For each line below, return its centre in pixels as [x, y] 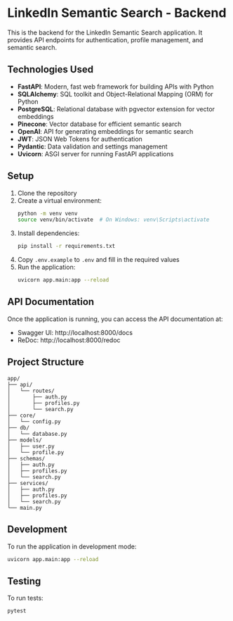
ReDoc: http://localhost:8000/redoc [69, 340]
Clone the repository [47, 193]
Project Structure [46, 362]
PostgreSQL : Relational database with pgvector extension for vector [116, 109]
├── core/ [22, 415]
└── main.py [25, 508]
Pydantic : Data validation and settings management [92, 146]
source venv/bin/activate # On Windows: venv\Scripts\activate [113, 220]
